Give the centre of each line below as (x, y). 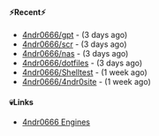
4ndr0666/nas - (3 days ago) (75, 54)
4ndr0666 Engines (56, 122)
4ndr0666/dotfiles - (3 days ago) (82, 63)
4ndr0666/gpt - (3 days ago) (75, 35)
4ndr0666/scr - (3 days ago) (74, 44)
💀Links (21, 102)
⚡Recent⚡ (27, 11)
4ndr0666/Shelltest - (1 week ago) (84, 72)
